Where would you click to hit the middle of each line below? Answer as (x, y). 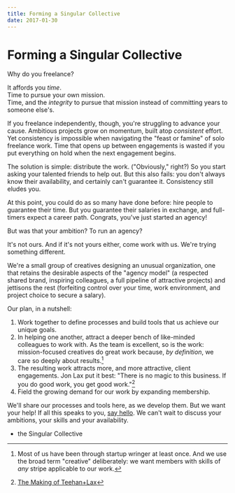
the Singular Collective (50, 434)
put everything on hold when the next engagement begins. (92, 153)
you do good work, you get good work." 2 (76, 384)
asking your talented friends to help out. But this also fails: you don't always (116, 174)
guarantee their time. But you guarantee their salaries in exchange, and (109, 210)
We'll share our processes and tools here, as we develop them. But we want (116, 405)
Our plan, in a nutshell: (40, 309)
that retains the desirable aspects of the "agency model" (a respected (108, 273)
